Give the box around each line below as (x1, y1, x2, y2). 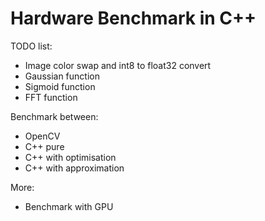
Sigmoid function (24, 80, 96, 92)
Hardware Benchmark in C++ (10, 7, 257, 30)
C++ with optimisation (24, 151, 117, 163)
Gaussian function (24, 70, 100, 82)
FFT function (24, 91, 78, 103)
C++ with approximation (24, 162, 125, 174)
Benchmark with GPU (24, 200, 114, 212)
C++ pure (24, 140, 65, 152)
